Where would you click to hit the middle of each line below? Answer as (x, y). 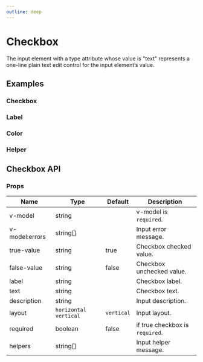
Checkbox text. (158, 291)
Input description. (161, 301)
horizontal (71, 310)
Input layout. (154, 313)
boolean (67, 329)
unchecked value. (161, 271)
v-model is (152, 212)
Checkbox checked (164, 247)
